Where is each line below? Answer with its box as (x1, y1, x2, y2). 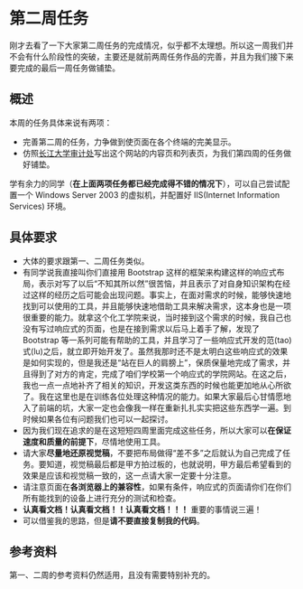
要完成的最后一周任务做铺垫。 (9, 62, 120, 73)
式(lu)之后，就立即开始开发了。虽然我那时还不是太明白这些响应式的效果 (22, 345, 289, 357)
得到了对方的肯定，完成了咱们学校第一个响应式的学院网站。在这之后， (30, 368, 291, 379)
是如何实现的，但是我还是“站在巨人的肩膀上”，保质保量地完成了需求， (22, 357, 283, 368)
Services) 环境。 (9, 201, 71, 211)
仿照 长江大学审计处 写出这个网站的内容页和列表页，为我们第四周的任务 (22, 147, 284, 158)
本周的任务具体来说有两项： (9, 117, 113, 127)
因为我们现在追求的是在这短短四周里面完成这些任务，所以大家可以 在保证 (22, 425, 291, 435)
